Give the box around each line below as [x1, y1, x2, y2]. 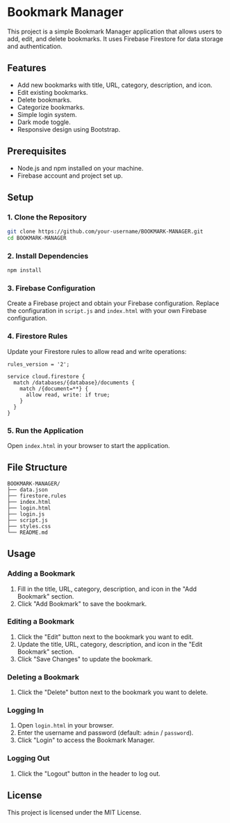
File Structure [7, 461, 67, 474]
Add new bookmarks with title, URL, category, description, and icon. [17, 81, 213, 89]
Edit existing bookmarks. [17, 88, 88, 96]
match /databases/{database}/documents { [13, 379, 135, 386]
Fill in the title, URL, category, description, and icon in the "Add [17, 585, 197, 593]
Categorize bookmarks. [17, 102, 85, 111]
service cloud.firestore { [7, 373, 85, 380]
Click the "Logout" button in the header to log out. [17, 769, 161, 778]
